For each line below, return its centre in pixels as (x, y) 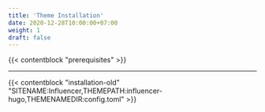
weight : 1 (24, 30)
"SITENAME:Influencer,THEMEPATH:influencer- (86, 91)
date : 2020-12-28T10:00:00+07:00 (63, 23)
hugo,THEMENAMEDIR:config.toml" (66, 99)
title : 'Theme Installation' (56, 15)
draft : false (30, 37)
